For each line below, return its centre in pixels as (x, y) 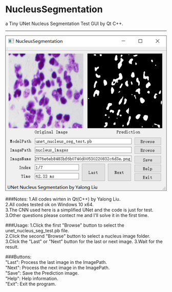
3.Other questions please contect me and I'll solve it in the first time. (77, 215)
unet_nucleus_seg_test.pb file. (37, 230)
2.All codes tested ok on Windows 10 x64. (49, 204)
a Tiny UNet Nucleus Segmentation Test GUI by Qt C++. (64, 23)
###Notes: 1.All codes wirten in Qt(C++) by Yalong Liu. (63, 199)
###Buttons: (18, 257)
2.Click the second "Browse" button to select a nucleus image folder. (78, 236)
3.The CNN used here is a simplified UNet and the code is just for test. (79, 210)
